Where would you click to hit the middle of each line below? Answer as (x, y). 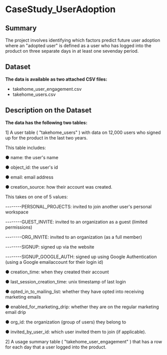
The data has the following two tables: (46, 122)
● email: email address (29, 177)
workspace (17, 212)
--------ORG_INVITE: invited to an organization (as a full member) (74, 237)
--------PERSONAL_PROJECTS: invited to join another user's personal (78, 206)
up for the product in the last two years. (46, 137)
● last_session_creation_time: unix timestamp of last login (66, 281)
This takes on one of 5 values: (37, 197)
